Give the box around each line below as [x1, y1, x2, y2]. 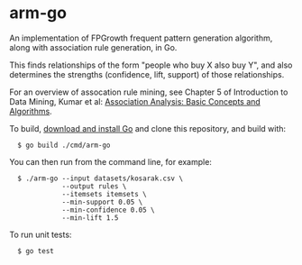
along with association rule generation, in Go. [9, 41, 178, 52]
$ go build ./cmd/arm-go [17, 141, 111, 150]
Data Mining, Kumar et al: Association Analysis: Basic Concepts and [9, 96, 261, 106]
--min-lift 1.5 [61, 213, 119, 223]
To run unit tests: [9, 229, 72, 240]
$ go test [17, 246, 54, 255]
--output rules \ [61, 181, 127, 191]
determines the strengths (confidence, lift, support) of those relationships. [9, 69, 285, 79]
